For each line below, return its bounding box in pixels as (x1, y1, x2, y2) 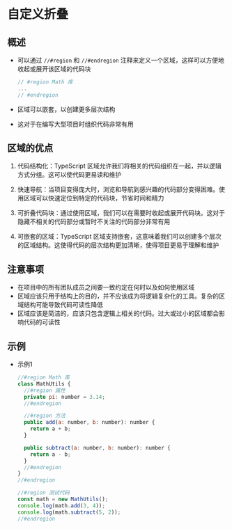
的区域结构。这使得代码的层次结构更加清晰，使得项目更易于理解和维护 (17, 241, 219, 249)
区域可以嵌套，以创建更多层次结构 (17, 105, 116, 113)
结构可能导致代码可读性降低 (23, 301, 103, 309)
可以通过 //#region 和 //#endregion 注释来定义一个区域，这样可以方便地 (17, 56, 224, 64)
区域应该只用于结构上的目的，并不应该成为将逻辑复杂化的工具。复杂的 (17, 292, 219, 300)
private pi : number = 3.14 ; (24, 393, 106, 400)
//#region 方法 (24, 412, 66, 420)
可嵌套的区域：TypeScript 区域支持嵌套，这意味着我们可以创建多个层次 (17, 232, 222, 241)
